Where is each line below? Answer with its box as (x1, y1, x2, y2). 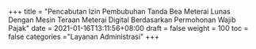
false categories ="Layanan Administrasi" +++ (8, 32, 160, 41)
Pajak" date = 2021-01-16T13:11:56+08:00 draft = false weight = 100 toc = (8, 24, 249, 32)
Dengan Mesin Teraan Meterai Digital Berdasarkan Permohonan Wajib (8, 15, 236, 24)
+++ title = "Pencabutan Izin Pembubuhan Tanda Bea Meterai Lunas (8, 7, 231, 16)
